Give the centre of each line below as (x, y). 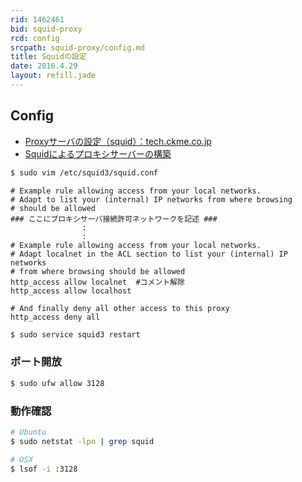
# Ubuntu (28, 432)
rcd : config (35, 38)
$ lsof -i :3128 (44, 469)
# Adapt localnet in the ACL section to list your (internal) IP (149, 254)
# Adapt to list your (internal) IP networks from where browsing (151, 199)
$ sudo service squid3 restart (75, 334)
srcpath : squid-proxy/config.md (77, 47)
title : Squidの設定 (48, 57)
